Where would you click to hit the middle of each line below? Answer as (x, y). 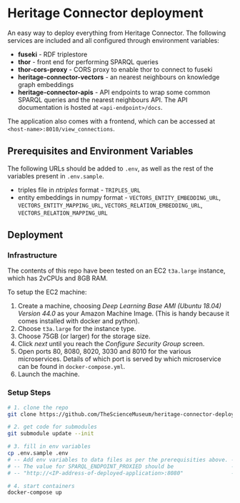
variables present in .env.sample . (56, 176)
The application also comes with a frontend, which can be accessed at (111, 121)
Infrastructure (32, 255)
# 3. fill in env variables (49, 447)
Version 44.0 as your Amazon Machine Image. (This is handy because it (124, 314)
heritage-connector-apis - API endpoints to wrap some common (114, 92)
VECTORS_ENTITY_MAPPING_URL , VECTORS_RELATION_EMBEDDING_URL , (110, 205)
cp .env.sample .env (38, 453)
